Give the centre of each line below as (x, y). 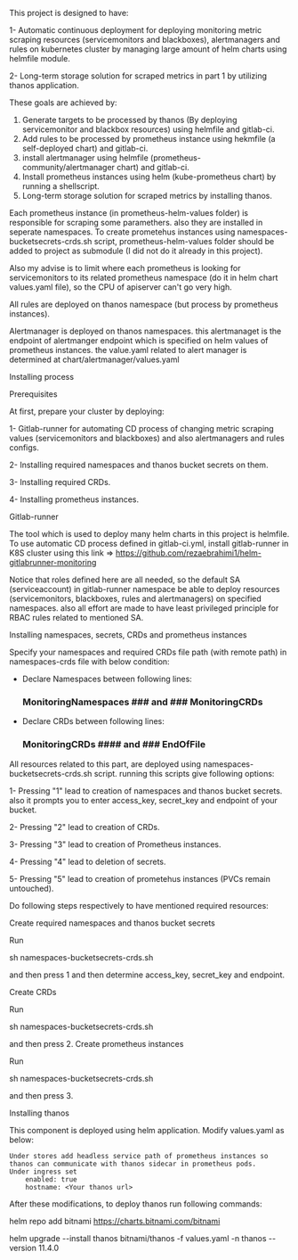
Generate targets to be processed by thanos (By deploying (129, 120)
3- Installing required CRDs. (60, 482)
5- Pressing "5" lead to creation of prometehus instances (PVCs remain (140, 878)
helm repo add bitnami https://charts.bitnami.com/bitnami (115, 1221)
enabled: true (51, 1179)
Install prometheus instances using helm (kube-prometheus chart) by (149, 177)
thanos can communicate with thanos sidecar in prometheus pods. (133, 1164)
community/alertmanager (68, 167)
